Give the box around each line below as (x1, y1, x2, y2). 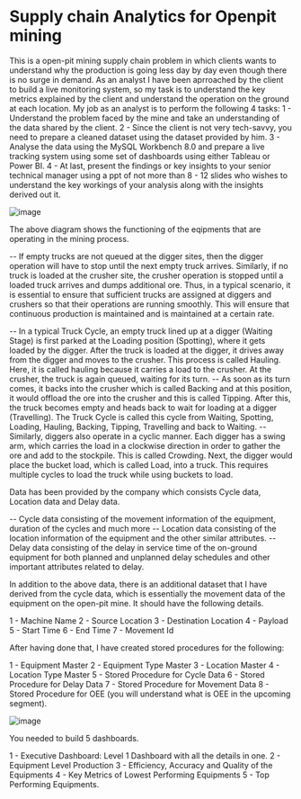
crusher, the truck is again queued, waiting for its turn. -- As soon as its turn (9, 373, 290, 384)
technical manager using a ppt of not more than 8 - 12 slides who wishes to (9, 169, 288, 181)
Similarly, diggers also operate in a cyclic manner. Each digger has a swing (9, 430, 286, 442)
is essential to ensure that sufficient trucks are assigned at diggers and (9, 289, 272, 300)
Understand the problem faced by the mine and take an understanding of (9, 112, 280, 123)
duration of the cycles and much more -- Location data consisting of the (9, 523, 277, 534)
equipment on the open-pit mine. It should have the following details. (9, 597, 264, 608)
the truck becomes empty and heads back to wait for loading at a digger (9, 402, 278, 413)
